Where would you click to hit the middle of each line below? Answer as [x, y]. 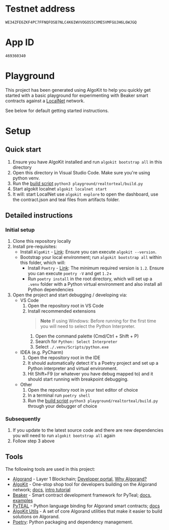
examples [23, 500]
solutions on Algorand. [36, 516]
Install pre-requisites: [35, 246]
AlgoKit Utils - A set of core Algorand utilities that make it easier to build [88, 511]
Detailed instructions [39, 216]
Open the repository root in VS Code [66, 306]
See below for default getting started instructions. [57, 110]
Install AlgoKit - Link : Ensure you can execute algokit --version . [88, 252]
